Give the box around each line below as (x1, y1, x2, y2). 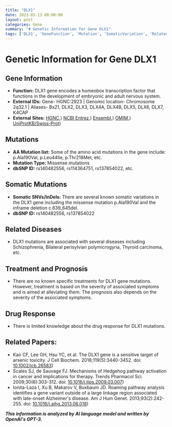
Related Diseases (5, 225, 62, 234)
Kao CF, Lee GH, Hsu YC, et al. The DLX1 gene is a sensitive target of (12, 351, 159, 358)
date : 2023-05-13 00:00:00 (5, 12, 63, 17)
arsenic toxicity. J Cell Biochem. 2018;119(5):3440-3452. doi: (12, 357, 142, 363)
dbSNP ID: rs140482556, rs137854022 (12, 210, 95, 216)
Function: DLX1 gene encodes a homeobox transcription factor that (12, 88, 156, 94)
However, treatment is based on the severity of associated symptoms (12, 284, 160, 290)
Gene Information (5, 74, 62, 83)
